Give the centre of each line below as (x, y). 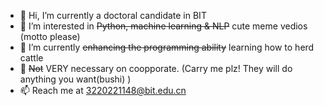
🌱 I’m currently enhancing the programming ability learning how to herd (167, 47)
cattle (31, 58)
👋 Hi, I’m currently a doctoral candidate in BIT (113, 15)
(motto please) (50, 36)
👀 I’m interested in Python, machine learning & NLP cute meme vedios (163, 26)
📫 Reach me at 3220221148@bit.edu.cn (103, 90)
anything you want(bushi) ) (75, 79)
